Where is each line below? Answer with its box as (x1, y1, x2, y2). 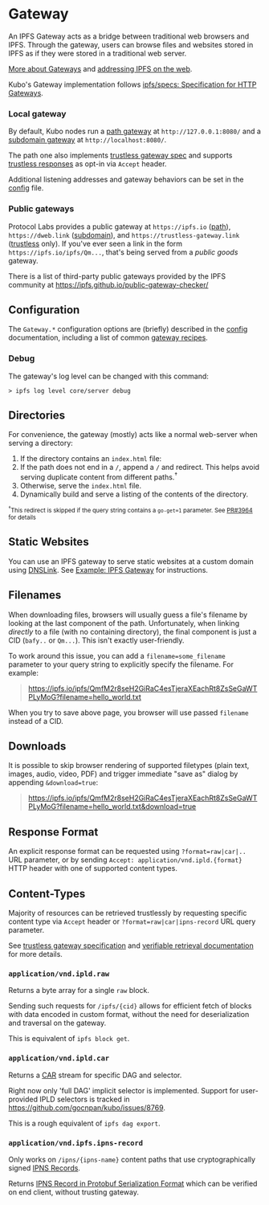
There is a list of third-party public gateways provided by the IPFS (8, 271, 226, 281)
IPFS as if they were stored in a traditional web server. (8, 48, 187, 58)
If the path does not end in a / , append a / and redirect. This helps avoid (19, 463, 259, 472)
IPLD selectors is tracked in (39, 1094, 130, 1104)
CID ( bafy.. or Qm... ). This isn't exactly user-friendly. (8, 635, 185, 645)
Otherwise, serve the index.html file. (19, 481, 142, 491)
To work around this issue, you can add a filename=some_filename (8, 651, 226, 660)
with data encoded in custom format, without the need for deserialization (8, 1010, 250, 1019)
